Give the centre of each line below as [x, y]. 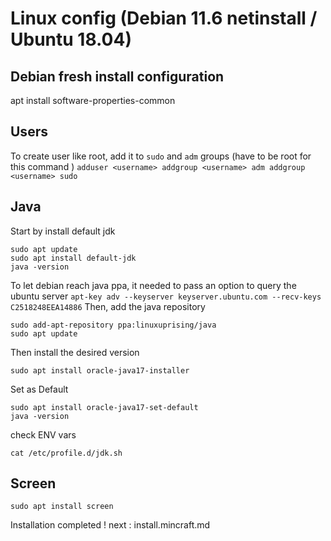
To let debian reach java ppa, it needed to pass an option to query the [153, 285]
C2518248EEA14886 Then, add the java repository [108, 306]
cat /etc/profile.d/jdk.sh [66, 453]
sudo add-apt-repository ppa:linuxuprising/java [113, 325]
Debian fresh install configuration [117, 76]
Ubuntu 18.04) [71, 39]
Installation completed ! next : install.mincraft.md [110, 525]
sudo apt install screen [62, 507]
